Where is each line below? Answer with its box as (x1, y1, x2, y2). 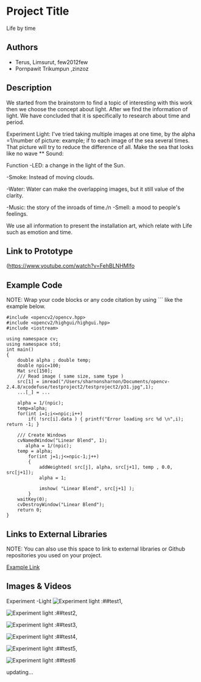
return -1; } (6, 422, 40, 428)
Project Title (6, 4, 69, 18)
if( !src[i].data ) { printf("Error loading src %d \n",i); (28, 416, 184, 422)
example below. (6, 302, 46, 310)
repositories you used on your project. (6, 552, 102, 559)
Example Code (6, 280, 63, 290)
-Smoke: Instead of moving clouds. (6, 173, 94, 181)
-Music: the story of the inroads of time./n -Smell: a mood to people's (6, 204, 181, 211)
